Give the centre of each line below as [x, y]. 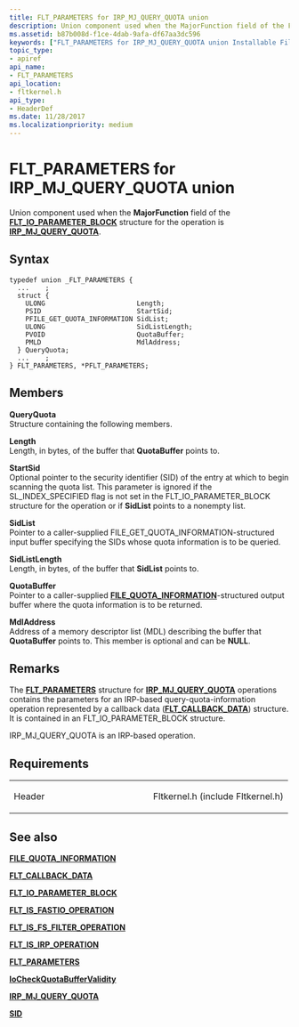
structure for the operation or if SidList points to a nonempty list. [128, 505]
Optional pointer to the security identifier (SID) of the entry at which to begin [149, 477]
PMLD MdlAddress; [103, 342]
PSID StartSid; [99, 311]
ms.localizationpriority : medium [71, 125]
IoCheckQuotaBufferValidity [63, 979]
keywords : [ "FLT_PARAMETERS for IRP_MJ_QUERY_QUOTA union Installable [143, 42]
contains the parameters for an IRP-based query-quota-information [133, 699]
